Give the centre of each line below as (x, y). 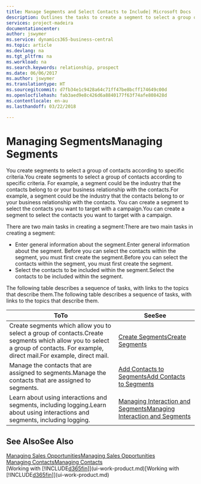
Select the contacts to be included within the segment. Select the (95, 270)
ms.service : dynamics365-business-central (60, 40)
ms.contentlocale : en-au (37, 101)
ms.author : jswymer (31, 78)
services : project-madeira (40, 23)
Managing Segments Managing (84, 141)
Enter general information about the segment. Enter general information (102, 245)
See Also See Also (40, 441)
